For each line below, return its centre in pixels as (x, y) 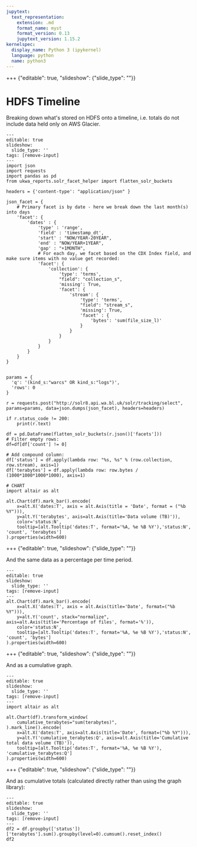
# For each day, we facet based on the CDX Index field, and (114, 254)
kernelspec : (21, 45)
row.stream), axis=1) (33, 465)
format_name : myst (39, 28)
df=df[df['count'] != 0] (37, 445)
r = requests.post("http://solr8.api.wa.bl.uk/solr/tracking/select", (95, 403)
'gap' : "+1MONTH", (61, 248)
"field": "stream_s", (106, 305)
